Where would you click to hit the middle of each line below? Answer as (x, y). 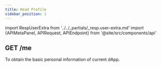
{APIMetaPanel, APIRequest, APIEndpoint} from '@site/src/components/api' (81, 33)
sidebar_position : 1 (26, 14)
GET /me (18, 48)
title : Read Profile (26, 9)
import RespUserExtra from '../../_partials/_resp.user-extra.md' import (74, 27)
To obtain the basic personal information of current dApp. (63, 60)
